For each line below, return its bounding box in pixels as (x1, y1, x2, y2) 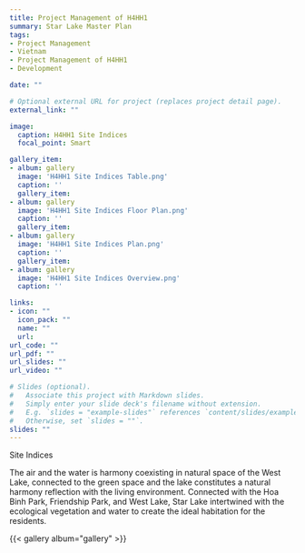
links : (9, 298, 34, 307)
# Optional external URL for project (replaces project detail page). (9, 96, 282, 106)
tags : (9, 30, 30, 39)
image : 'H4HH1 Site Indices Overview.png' (17, 274, 181, 283)
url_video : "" (9, 366, 64, 376)
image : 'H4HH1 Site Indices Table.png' (17, 172, 169, 181)
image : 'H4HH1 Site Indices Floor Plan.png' (17, 206, 189, 215)
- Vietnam (9, 47, 47, 56)
